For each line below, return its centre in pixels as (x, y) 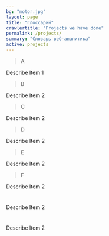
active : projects (27, 45)
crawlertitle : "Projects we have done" (55, 28)
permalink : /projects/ (34, 34)
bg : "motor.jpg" (26, 11)
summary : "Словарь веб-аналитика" (49, 39)
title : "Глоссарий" (30, 22)
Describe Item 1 (25, 72)
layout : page (22, 17)
